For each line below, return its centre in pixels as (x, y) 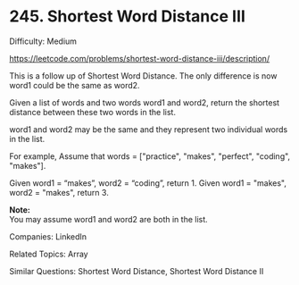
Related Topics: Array (49, 254)
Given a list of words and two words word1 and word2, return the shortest (144, 102)
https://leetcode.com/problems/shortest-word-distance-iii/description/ (140, 58)
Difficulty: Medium (43, 41)
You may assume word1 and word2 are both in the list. (108, 219)
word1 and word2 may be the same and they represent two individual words (149, 129)
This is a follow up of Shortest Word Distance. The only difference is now (143, 75)
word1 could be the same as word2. (75, 85)
